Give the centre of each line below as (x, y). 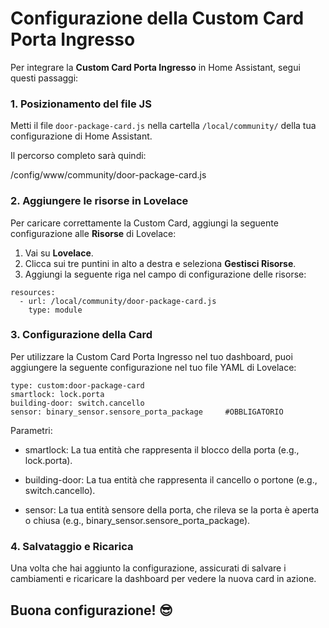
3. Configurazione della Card (81, 335)
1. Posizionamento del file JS (81, 104)
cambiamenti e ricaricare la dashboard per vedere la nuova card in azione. (163, 579)
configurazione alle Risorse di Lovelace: (93, 233)
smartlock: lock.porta (57, 394)
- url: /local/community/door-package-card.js (118, 301)
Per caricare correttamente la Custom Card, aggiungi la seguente (144, 223)
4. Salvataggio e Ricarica (72, 546)
